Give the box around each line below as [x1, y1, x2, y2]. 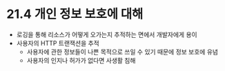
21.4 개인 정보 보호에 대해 [6, 6, 144, 22]
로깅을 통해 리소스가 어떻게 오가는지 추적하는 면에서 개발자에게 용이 [16, 30, 197, 39]
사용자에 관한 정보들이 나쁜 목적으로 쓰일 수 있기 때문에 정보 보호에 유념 [26, 48, 219, 56]
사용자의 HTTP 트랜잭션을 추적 [16, 39, 99, 47]
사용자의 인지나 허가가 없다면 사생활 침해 [26, 56, 136, 64]
